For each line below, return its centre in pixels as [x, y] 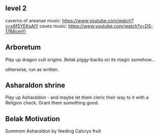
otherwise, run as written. [32, 69]
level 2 [16, 8]
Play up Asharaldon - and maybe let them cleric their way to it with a [77, 97]
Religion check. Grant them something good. [52, 103]
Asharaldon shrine [35, 85]
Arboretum [23, 47]
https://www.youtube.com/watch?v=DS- [111, 26]
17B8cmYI [16, 31]
